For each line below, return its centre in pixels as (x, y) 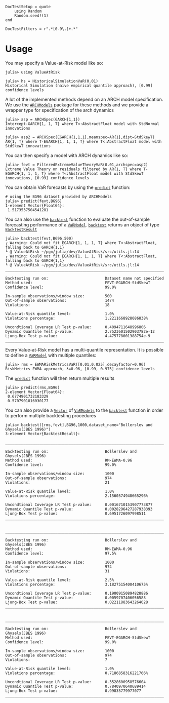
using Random (28, 11)
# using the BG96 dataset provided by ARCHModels (59, 197)
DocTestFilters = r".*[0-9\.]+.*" (42, 29)
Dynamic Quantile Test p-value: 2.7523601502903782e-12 (80, 331)
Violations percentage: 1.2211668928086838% (77, 318)
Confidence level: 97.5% (61, 553)
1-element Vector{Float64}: (35, 205)
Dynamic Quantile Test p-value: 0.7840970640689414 (75, 686)
